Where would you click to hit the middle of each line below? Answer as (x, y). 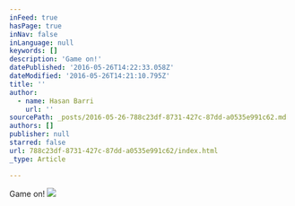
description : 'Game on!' (56, 59)
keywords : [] (34, 51)
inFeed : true (34, 17)
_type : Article (38, 159)
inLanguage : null (42, 43)
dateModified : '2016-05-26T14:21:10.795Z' (90, 76)
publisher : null (39, 134)
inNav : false (34, 34)
